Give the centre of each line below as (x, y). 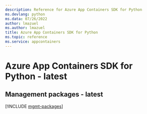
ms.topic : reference (26, 37)
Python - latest (36, 76)
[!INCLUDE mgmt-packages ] (34, 106)
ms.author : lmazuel (25, 28)
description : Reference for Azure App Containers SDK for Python (73, 10)
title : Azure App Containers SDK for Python (52, 32)
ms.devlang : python (25, 14)
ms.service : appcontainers (33, 42)
